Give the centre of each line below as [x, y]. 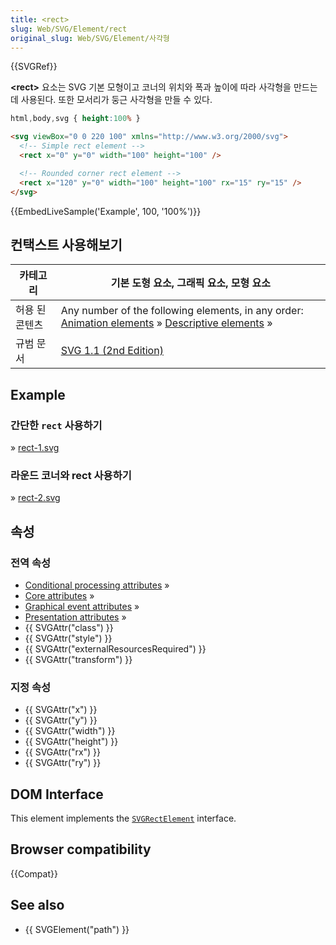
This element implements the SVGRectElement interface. [123, 818]
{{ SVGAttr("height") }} [71, 742]
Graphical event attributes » [82, 606]
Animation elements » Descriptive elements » [166, 323]
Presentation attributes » [75, 617]
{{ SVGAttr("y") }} [61, 720]
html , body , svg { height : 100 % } [75, 119]
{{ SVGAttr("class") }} [69, 627]
